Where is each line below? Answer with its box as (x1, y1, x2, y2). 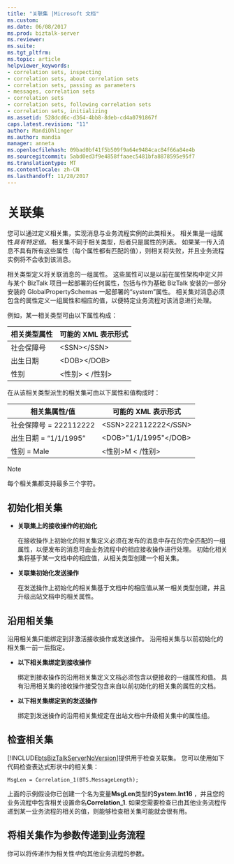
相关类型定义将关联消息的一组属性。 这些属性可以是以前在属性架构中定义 (7, 270, 217, 279)
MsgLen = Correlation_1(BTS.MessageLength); (7, 776, 139, 783)
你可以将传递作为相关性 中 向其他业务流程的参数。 (7, 849, 148, 858)
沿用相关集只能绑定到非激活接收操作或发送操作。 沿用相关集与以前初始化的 (7, 635, 224, 643)
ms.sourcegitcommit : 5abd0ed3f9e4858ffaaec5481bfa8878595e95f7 (7, 153, 196, 161)
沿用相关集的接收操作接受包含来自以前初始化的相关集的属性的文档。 (23, 682, 220, 690)
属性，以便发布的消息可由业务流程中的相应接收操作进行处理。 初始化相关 (17, 546, 228, 554)
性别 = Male (10, 446, 50, 456)
